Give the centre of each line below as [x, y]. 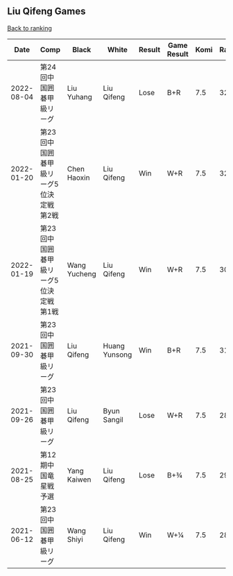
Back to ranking [29, 28]
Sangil [113, 419]
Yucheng [82, 273]
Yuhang [79, 96]
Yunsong [118, 355]
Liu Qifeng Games [46, 11]
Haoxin [78, 178]
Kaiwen [79, 480]
